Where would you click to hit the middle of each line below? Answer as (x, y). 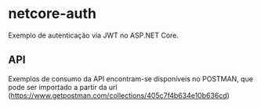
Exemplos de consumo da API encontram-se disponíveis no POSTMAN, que (130, 78)
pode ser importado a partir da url (63, 87)
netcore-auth (52, 14)
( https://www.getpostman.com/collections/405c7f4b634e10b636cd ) (119, 95)
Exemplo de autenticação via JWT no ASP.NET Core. (93, 35)
